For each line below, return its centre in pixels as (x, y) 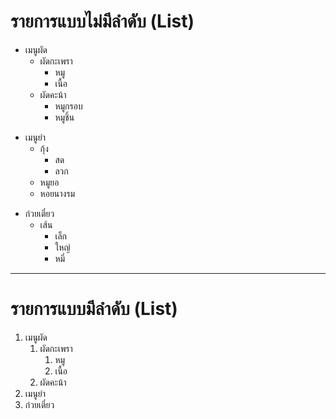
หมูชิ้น (64, 117)
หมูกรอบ (68, 106)
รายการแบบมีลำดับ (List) (94, 309)
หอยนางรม (57, 193)
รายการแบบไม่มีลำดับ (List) (102, 21)
